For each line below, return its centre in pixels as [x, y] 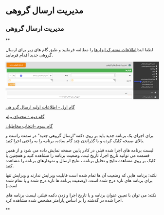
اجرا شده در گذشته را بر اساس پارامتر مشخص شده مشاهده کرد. [64, 200]
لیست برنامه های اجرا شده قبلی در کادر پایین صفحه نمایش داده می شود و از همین [80, 150]
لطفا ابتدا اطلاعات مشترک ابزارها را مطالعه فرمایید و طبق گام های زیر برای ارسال [79, 50]
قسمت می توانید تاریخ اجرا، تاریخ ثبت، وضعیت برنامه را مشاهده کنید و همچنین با [78, 155]
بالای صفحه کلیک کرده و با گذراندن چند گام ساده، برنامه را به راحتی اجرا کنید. [75, 141]
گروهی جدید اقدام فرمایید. [29, 55]
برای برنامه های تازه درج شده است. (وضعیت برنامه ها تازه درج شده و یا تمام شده [79, 180]
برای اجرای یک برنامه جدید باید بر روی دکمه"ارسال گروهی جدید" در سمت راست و [80, 136]
